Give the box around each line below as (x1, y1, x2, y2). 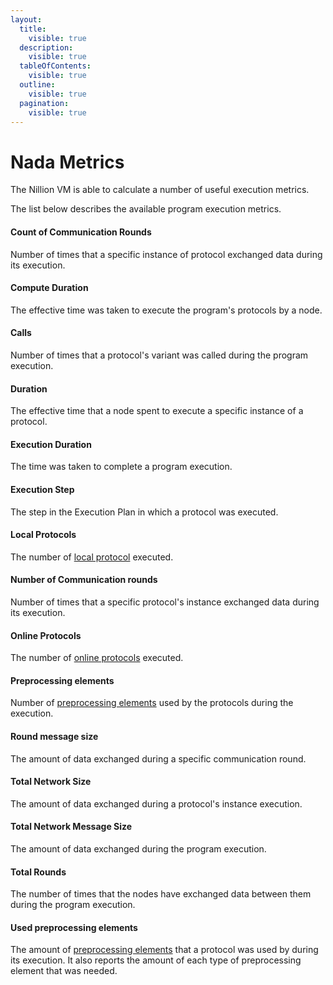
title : (19, 24, 47, 34)
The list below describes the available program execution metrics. (10, 203, 282, 215)
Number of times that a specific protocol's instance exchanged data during (10, 596, 320, 608)
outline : (19, 80, 56, 90)
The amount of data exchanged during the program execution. (10, 842, 267, 855)
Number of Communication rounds (10, 574, 158, 586)
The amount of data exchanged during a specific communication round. (10, 752, 307, 765)
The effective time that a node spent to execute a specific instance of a (10, 405, 304, 417)
